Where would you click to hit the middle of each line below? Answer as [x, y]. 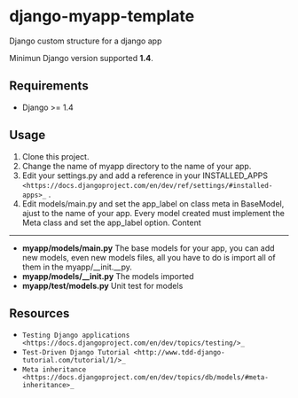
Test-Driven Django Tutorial [76, 353]
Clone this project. [55, 156]
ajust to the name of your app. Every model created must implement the [153, 213]
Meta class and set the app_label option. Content [111, 222]
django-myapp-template [102, 16]
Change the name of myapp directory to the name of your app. [137, 166]
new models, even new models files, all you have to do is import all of [149, 257]
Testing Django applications [76, 336]
